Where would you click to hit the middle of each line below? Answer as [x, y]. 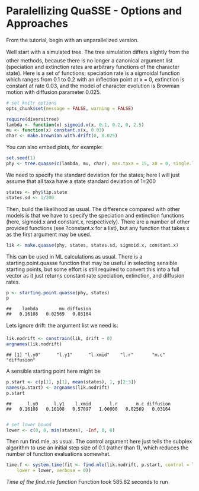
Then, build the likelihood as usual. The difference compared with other [93, 209]
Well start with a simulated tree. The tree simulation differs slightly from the [98, 52]
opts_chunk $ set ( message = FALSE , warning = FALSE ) [70, 108]
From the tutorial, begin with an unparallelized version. [73, 40]
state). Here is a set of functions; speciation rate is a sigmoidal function [93, 73]
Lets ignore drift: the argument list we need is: [62, 326]
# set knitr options [32, 103]
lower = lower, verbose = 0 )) [54, 471]
